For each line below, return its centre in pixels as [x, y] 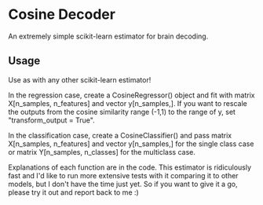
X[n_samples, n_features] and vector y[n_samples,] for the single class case [131, 144]
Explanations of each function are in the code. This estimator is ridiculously [130, 167]
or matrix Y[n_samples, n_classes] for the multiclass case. [102, 152]
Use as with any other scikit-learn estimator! [80, 79]
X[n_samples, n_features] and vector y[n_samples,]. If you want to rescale [128, 103]
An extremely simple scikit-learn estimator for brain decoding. [108, 36]
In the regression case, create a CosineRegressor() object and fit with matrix [131, 95]
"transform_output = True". [52, 120]
